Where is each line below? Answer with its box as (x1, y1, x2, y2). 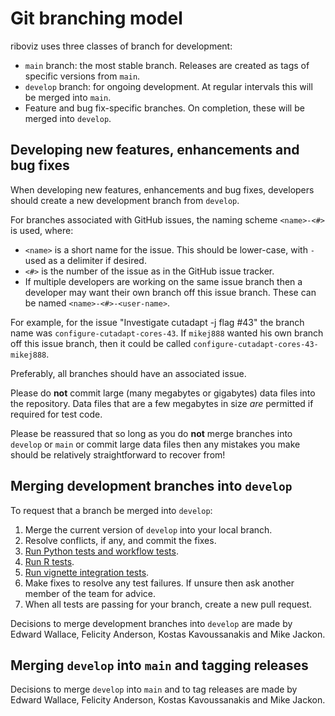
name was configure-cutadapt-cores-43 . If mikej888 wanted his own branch (10, 327, 324, 339)
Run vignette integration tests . (24, 566, 150, 578)
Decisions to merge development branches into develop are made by (10, 617, 293, 629)
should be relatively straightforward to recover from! (10, 448, 226, 461)
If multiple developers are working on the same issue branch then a (24, 275, 303, 287)
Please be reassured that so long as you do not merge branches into (10, 427, 293, 439)
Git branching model (10, 7, 183, 30)
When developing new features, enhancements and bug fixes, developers (10, 183, 315, 196)
